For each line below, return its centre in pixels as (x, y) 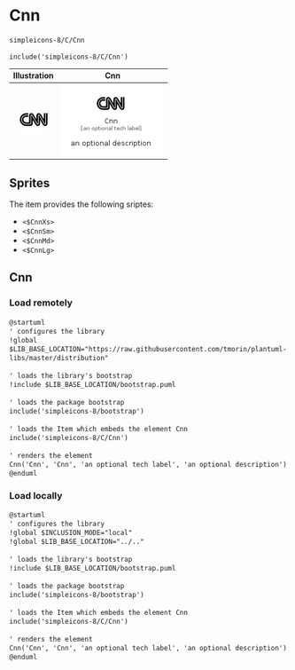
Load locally (36, 495)
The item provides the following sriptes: (82, 204)
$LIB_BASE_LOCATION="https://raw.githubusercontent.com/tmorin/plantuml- (148, 349)
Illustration (34, 75)
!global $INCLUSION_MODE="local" (71, 532)
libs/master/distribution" (59, 358)
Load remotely (41, 303)
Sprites (30, 183)
